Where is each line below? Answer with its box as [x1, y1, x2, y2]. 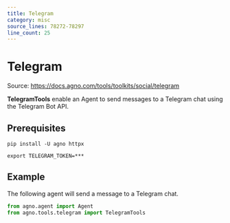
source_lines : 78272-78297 [7, 23, 84, 30]
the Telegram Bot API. [7, 103, 69, 111]
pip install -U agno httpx [7, 140, 84, 147]
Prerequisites [7, 122, 66, 134]
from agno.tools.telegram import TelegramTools [7, 209, 146, 216]
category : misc [7, 17, 51, 23]
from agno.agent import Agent [7, 202, 94, 210]
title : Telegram [7, 10, 54, 17]
